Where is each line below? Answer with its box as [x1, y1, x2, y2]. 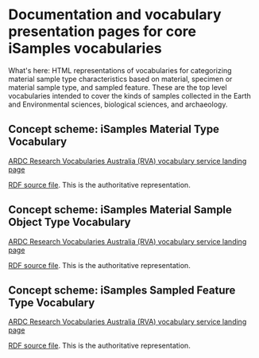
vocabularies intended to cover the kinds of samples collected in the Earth [8, 91, 252, 100]
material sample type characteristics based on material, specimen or [8, 74, 233, 84]
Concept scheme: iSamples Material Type [8, 123, 220, 136]
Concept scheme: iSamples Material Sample [8, 203, 233, 216]
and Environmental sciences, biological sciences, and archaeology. [8, 99, 228, 109]
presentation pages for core [8, 22, 197, 41]
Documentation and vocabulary [8, 6, 222, 24]
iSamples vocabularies [8, 40, 162, 57]
